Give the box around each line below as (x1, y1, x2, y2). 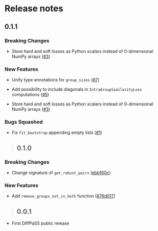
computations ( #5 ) (11, 92, 49, 98)
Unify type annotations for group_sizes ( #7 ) (11, 77, 100, 83)
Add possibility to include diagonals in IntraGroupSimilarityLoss (11, 86, 142, 92)
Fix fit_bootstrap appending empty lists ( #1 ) (11, 129, 102, 135)
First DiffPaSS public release (11, 220, 69, 226)
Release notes (4, 3, 64, 14)
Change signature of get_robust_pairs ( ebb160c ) (11, 170, 111, 176)
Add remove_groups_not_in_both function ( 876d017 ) (11, 193, 116, 199)
